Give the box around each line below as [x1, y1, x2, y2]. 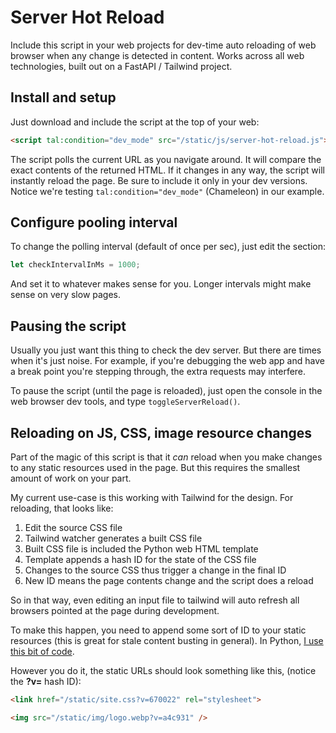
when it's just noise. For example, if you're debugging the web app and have [10, 355, 325, 367]
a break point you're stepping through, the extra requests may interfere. [10, 366, 307, 378]
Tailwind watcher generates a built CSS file [24, 532, 203, 544]
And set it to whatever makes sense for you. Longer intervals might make [10, 278, 312, 290]
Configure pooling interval [10, 214, 178, 231]
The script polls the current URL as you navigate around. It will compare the [10, 153, 322, 165]
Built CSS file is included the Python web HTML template [24, 542, 259, 555]
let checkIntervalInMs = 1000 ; [10, 260, 141, 270]
